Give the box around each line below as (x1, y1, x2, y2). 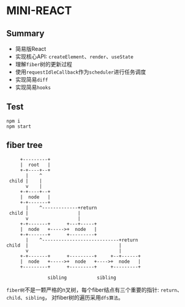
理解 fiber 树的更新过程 (15, 61, 72, 68)
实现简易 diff (15, 76, 48, 83)
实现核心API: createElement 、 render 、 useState (15, 53, 134, 60)
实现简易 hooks (15, 84, 51, 91)
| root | (20, 161, 51, 168)
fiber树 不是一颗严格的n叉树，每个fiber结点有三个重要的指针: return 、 (6, 286, 183, 293)
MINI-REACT (6, 4, 72, 18)
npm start (6, 123, 32, 130)
